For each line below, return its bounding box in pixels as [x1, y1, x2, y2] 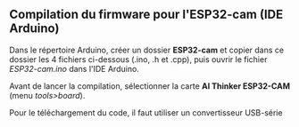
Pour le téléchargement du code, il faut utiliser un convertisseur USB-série [9, 107, 283, 118]
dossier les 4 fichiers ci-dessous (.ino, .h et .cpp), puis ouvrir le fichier [9, 53, 268, 65]
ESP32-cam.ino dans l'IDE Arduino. [9, 63, 140, 74]
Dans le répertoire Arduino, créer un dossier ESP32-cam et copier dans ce [9, 44, 284, 55]
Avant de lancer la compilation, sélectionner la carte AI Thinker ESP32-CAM [9, 80, 291, 91]
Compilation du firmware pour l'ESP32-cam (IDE [9, 7, 284, 22]
